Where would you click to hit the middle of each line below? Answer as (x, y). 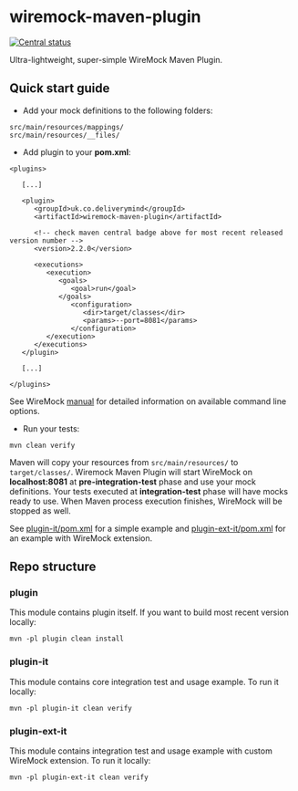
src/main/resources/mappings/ (67, 127)
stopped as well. (40, 510)
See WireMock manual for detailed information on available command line (148, 401)
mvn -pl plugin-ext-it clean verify (79, 777)
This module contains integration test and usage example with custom (141, 751)
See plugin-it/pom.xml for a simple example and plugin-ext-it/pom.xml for (148, 528)
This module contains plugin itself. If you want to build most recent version (149, 612)
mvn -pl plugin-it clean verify (71, 708)
